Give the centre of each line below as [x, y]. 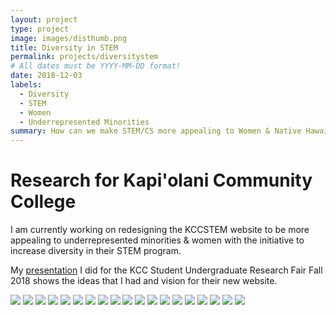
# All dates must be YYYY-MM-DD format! [96, 66]
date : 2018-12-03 [46, 76]
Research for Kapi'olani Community [161, 180]
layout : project [44, 19]
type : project [40, 29]
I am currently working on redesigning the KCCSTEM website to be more [160, 230]
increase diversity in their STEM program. [96, 251]
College [43, 202]
